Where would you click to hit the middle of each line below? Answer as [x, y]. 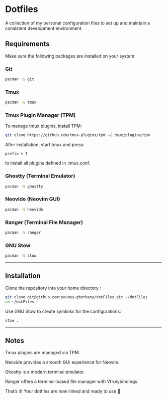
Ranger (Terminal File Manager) [44, 222]
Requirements [27, 44]
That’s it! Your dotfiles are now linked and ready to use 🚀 [63, 391]
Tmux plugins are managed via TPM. [43, 353]
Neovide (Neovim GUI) [33, 199]
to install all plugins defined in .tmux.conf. [48, 163]
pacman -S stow [21, 256]
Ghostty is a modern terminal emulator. [45, 372]
